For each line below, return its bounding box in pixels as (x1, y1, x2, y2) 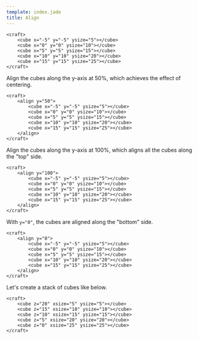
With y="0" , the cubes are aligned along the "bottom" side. (6, 218, 154, 225)
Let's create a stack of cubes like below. (6, 283, 108, 291)
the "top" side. (6, 152, 43, 160)
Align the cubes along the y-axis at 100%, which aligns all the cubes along (6, 146, 193, 154)
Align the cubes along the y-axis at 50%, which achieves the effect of (6, 74, 181, 81)
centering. (6, 81, 32, 88)
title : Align (6, 15, 40, 21)
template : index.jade (6, 9, 62, 15)
